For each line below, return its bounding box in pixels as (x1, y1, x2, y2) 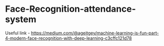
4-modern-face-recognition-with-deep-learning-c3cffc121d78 (5, 35, 132, 41)
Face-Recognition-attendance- (5, 3, 136, 15)
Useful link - (5, 30, 30, 36)
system (5, 14, 37, 25)
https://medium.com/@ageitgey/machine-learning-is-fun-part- (31, 30, 159, 36)
